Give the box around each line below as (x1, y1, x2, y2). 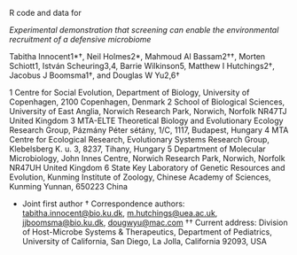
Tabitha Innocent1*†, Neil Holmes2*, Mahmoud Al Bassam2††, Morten (9, 51, 266, 61)
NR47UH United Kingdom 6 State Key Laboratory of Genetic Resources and (9, 163, 285, 173)
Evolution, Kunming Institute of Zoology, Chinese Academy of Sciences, (9, 172, 272, 182)
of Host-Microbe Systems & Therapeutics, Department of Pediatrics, (21, 227, 273, 237)
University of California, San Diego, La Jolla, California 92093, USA (21, 236, 268, 246)
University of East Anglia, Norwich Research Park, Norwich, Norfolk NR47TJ (9, 106, 287, 116)
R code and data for (9, 8, 82, 18)
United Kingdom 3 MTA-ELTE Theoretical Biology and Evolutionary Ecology (9, 115, 284, 126)
